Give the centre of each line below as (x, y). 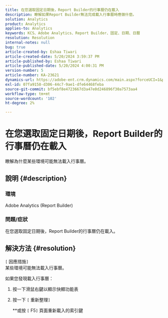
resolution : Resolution (30, 38)
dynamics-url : (20, 80)
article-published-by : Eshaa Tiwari (43, 61)
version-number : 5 (24, 71)
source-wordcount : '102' (31, 98)
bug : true (15, 47)
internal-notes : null (28, 43)
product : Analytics (25, 24)
